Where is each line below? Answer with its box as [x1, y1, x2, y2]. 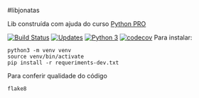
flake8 [7, 85, 27, 92]
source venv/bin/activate [7, 53, 84, 60]
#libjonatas [7, 6, 41, 14]
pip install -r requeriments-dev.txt [7, 59, 119, 66]
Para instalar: [154, 33, 193, 42]
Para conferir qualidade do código [7, 72, 108, 80]
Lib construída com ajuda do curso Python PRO [7, 20, 146, 27]
